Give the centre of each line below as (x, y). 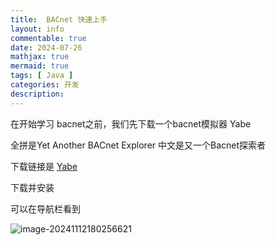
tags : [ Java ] (42, 76)
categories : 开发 (45, 85)
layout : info (37, 29)
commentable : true (48, 38)
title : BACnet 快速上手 (59, 19)
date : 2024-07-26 (46, 47)
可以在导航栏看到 (45, 208)
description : (37, 94)
